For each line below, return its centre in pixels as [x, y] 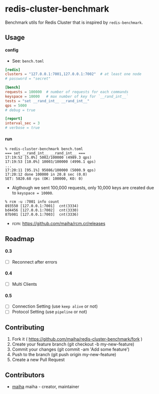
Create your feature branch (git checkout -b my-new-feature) [73, 344]
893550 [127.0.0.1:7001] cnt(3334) [42, 206]
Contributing [25, 327]
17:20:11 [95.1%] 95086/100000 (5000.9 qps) [51, 170]
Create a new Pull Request [38, 360]
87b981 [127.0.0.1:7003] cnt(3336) [42, 214]
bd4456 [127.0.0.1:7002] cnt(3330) [42, 210]
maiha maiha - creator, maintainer [46, 387]
